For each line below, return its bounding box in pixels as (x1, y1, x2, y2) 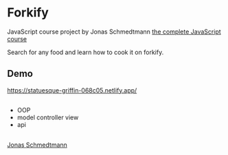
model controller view (16, 113, 79, 121)
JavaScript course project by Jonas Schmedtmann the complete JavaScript (7, 27, 221, 36)
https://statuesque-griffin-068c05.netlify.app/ (7, 86, 137, 94)
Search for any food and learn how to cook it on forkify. (7, 48, 164, 56)
